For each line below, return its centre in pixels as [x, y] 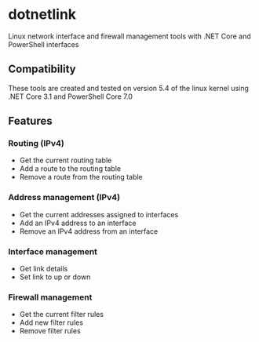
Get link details [44, 269]
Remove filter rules [50, 331]
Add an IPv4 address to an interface [78, 223]
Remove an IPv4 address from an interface [89, 231]
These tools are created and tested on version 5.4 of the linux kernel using [129, 88]
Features [30, 121]
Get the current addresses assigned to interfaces [99, 214]
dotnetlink [42, 15]
